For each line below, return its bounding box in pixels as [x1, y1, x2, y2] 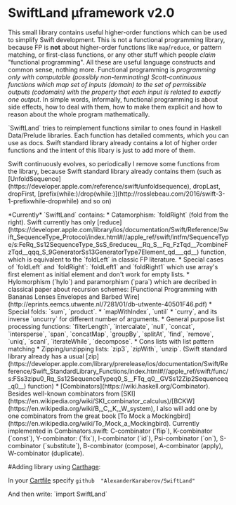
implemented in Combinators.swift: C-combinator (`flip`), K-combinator [8, 426, 213, 435]
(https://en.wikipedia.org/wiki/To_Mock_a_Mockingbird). [8, 419, 171, 427]
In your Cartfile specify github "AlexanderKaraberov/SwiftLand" [8, 476, 195, 485]
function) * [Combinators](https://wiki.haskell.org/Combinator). [27, 382, 210, 390]
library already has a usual [8, 352, 85, 361]
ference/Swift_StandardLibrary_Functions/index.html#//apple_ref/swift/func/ [8, 367, 229, 375]
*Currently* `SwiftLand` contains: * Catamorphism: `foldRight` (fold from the [8, 210, 229, 219]
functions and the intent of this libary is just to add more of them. [8, 146, 196, 154]
